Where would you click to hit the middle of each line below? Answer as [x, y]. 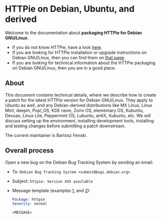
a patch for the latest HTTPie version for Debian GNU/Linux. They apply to [79, 100]
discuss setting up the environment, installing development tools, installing [80, 120]
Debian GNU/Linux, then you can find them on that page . [69, 57]
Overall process [30, 151]
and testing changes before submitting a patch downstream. [65, 126]
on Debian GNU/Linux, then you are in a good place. [64, 68]
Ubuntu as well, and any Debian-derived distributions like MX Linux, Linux [79, 105]
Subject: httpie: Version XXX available [52, 181]
